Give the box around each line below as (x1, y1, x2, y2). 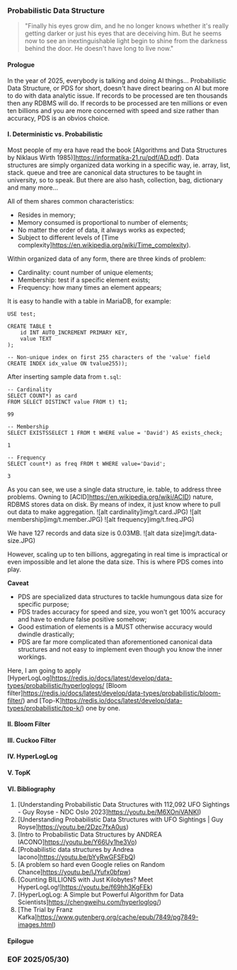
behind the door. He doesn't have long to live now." (24, 45, 174, 53)
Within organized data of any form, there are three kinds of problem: (7, 254, 207, 263)
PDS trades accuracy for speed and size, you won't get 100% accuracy (17, 607, 226, 616)
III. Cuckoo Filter (7, 736, 57, 744)
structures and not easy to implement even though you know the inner (17, 645, 223, 653)
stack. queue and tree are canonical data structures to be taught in (7, 168, 202, 177)
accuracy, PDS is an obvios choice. (7, 114, 110, 122)
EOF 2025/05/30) (7, 954, 69, 964)
